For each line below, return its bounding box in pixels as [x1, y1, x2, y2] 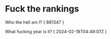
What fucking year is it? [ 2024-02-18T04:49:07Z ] [5, 28, 107, 34]
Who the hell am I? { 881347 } [5, 19, 64, 25]
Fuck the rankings [5, 3, 79, 14]
